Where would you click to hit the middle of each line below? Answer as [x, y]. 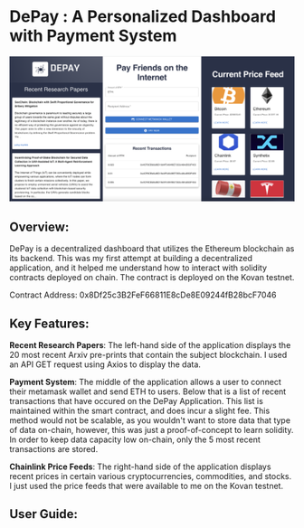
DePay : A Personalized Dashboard [142, 17]
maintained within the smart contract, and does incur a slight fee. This [140, 410]
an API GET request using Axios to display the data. [105, 364]
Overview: [39, 226]
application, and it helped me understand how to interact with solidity [138, 268]
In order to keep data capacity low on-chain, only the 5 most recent [135, 439]
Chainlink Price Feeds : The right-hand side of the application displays [140, 467]
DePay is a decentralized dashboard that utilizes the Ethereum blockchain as [152, 249]
